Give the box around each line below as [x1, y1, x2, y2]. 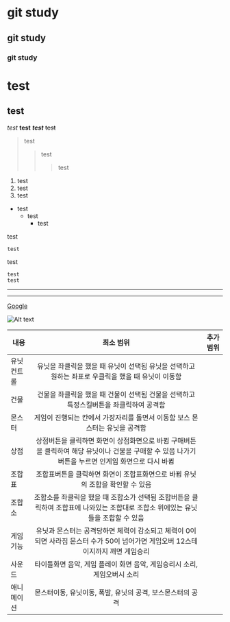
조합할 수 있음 [102, 513, 144, 523]
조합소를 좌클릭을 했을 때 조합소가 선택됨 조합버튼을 [34, 492, 190, 502]
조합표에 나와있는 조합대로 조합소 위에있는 [55, 503, 183, 512]
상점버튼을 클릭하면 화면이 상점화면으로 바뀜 [36, 435, 170, 445]
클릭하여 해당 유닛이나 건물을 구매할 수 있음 [44, 446, 176, 455]
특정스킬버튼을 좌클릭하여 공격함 [66, 400, 166, 409]
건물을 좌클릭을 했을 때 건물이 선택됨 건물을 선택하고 [37, 390, 195, 399]
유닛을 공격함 [106, 423, 147, 433]
